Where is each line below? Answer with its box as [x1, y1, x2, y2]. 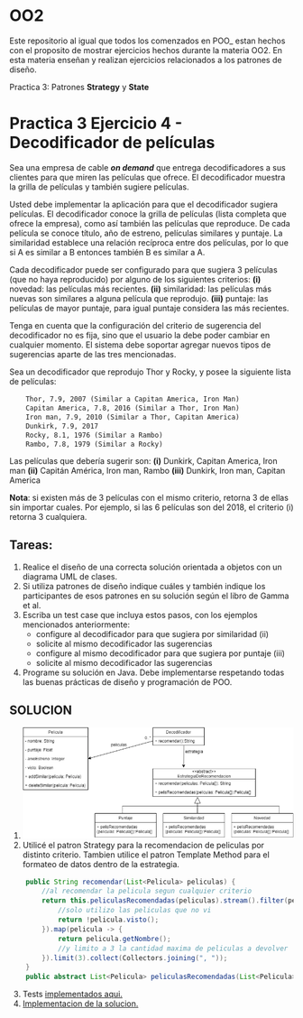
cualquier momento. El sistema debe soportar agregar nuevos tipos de [9, 339, 271, 350]
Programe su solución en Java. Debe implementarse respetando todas [22, 667, 285, 678]
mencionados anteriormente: [22, 619, 131, 630]
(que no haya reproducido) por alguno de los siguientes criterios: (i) [9, 273, 262, 284]
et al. [22, 599, 41, 610]
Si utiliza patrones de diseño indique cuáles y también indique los [22, 580, 266, 591]
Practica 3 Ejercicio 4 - [9, 114, 183, 134]
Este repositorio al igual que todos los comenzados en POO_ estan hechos [9, 35, 286, 46]
